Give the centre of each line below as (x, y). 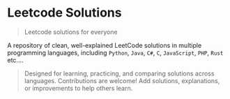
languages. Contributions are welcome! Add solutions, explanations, (122, 80)
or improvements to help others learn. (78, 88)
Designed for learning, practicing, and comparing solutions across (119, 73)
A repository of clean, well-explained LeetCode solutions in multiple (105, 45)
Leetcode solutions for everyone (71, 32)
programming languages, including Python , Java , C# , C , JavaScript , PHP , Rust (115, 53)
